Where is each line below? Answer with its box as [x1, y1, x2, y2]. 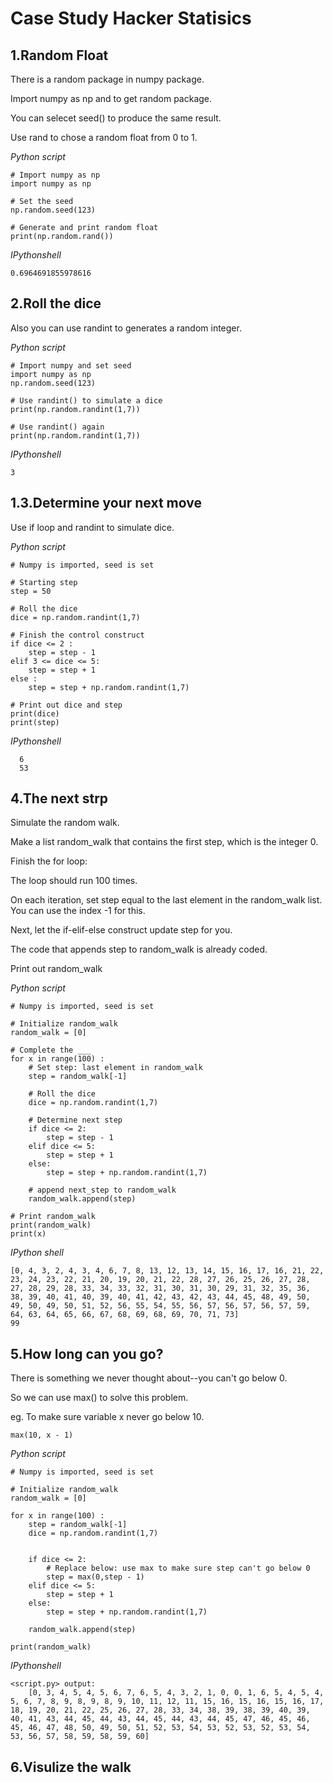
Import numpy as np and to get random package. [10, 93, 213, 104]
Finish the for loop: [10, 855, 88, 867]
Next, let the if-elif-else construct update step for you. [10, 924, 233, 936]
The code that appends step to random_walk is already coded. [10, 943, 268, 956]
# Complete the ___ [10, 1045, 92, 1056]
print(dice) [10, 708, 60, 719]
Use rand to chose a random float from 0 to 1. [10, 132, 198, 143]
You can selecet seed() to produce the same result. [10, 112, 222, 124]
